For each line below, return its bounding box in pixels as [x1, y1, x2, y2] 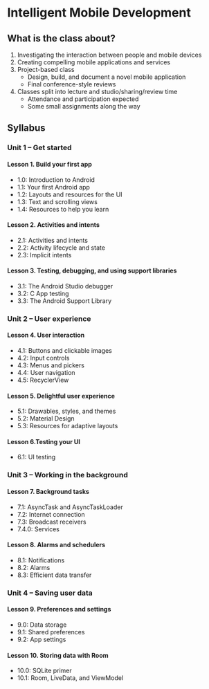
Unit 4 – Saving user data [7, 588, 93, 598]
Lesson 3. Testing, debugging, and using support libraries [7, 266, 177, 275]
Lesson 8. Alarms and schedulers [7, 541, 106, 549]
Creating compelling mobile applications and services [17, 58, 171, 66]
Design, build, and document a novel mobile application [27, 73, 186, 81]
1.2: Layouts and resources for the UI [17, 190, 122, 199]
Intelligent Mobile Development [7, 5, 192, 21]
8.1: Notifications [17, 555, 65, 564]
